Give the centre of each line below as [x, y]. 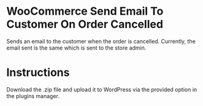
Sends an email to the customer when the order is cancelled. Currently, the [101, 41]
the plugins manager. [33, 96]
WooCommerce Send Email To [85, 11]
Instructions [38, 73]
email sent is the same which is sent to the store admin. [76, 48]
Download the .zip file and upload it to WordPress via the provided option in [102, 89]
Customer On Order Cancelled [85, 24]
